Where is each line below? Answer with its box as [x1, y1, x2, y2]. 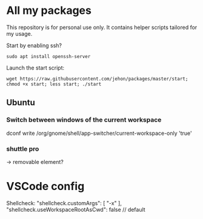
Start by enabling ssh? [6, 42, 62, 49]
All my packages [6, 4, 92, 18]
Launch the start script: [6, 64, 65, 71]
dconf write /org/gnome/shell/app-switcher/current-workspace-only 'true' [6, 129, 192, 137]
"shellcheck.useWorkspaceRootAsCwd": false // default [6, 206, 145, 213]
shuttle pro [6, 145, 39, 153]
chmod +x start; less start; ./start [6, 81, 102, 87]
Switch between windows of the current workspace [6, 116, 162, 124]
